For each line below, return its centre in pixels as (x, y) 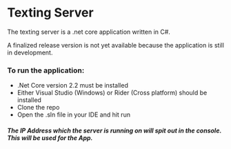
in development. (30, 52)
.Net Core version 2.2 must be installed (73, 86)
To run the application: (46, 70)
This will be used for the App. (50, 138)
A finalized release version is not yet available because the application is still (115, 45)
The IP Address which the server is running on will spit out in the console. (114, 130)
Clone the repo (38, 108)
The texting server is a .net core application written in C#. (89, 32)
